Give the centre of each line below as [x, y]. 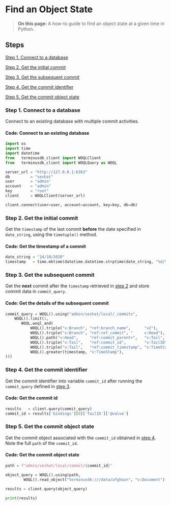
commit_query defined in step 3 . [38, 386]
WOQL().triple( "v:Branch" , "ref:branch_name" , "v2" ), [94, 328]
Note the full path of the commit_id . [42, 443]
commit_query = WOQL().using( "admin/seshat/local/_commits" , [72, 314]
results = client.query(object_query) [46, 489]
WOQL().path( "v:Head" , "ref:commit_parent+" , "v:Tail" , [98, 338]
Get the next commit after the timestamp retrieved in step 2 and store [77, 286]
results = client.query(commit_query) [49, 409]
